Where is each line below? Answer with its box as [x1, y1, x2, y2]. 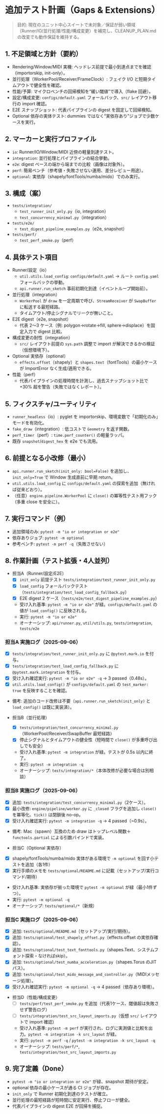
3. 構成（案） [5, 189, 45, 197]
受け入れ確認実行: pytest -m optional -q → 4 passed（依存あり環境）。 [12, 984, 157, 990]
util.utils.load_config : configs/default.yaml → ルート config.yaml [19, 273, 159, 279]
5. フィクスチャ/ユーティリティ [5, 399, 98, 408]
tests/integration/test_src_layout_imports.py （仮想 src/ [19, 1013, 140, 1019]
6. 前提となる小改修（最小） [5, 454, 90, 462]
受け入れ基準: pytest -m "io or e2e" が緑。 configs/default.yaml [19, 601, 152, 607]
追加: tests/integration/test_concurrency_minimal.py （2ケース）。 [12, 799, 148, 805]
